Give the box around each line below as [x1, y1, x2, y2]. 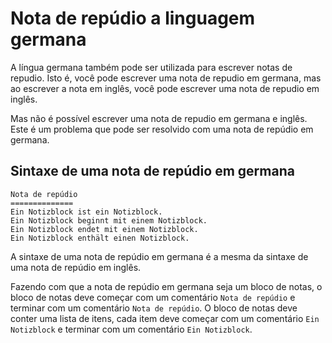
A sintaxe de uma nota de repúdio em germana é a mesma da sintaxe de [10, 250, 309, 262]
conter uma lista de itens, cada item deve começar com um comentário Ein [10, 312, 320, 324]
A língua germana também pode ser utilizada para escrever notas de [10, 61, 293, 73]
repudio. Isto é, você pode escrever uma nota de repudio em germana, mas [10, 72, 322, 84]
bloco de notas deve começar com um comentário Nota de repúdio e [10, 291, 296, 303]
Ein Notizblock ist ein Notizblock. [10, 207, 163, 217]
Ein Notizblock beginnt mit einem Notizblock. [10, 215, 208, 226]
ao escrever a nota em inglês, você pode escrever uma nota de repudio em [10, 82, 320, 94]
